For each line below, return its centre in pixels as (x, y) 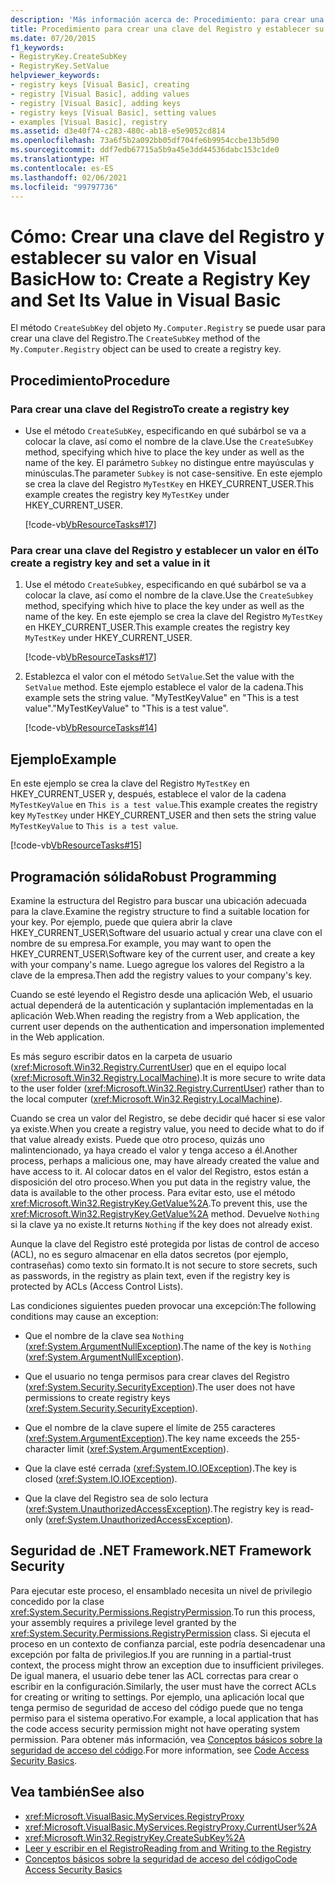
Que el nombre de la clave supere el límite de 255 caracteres (150, 1427)
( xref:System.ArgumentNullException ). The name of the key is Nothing (168, 1346)
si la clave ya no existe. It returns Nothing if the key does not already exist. (161, 1224)
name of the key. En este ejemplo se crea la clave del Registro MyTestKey (173, 617)
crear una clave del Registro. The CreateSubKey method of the (135, 338)
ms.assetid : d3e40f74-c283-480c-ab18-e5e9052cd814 (118, 131)
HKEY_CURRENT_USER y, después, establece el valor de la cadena (148, 794)
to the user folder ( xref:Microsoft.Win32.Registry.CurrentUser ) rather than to (167, 1088)
